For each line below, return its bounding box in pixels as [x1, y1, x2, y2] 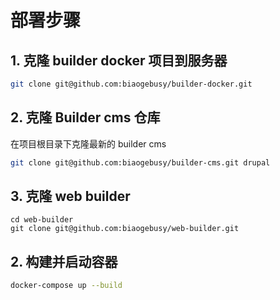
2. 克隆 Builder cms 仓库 [10, 109, 161, 126]
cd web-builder [10, 215, 74, 225]
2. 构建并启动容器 [10, 253, 118, 270]
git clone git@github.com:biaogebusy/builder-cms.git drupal [10, 157, 271, 168]
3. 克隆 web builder [10, 187, 131, 205]
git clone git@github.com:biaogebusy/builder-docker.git [10, 79, 253, 89]
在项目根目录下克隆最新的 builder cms [10, 137, 167, 150]
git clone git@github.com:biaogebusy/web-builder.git [10, 224, 240, 234]
